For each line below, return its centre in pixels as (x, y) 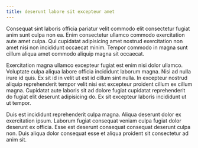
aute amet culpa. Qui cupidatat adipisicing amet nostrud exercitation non (95, 41)
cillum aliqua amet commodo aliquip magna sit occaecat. (75, 53)
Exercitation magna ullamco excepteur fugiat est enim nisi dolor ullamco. (95, 65)
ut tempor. (19, 103)
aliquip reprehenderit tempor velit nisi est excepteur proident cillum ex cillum (99, 84)
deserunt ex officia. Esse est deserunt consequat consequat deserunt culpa (98, 127)
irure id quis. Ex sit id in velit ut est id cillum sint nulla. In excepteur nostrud (97, 78)
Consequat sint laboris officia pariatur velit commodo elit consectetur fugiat (98, 28)
